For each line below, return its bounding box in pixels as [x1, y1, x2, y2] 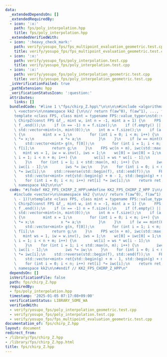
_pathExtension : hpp [9, 85, 52, 91]
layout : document [5, 326, 41, 331]
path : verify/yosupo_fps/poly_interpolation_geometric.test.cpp [14, 72, 150, 77]
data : [5, 7, 16, 12]
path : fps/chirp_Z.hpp [9, 280, 57, 285]
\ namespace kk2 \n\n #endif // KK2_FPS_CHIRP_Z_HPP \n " [14, 266, 128, 271]
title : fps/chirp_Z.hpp [5, 344, 55, 349]
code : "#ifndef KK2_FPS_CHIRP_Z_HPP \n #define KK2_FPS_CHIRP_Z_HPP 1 [9, 187, 155, 192]
